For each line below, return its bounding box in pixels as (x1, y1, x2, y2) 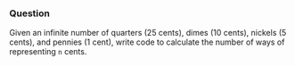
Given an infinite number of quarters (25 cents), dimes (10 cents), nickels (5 (9, 28, 287, 38)
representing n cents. (9, 46, 87, 57)
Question (9, 7, 51, 20)
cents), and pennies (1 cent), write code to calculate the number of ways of (9, 37, 285, 47)
